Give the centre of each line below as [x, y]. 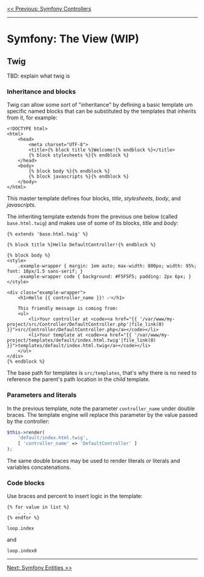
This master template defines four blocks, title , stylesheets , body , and [94, 198]
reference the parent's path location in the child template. [78, 379]
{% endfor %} [23, 518]
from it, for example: [32, 118]
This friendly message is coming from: [68, 309]
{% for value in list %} [38, 507]
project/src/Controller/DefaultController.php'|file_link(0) [86, 325]
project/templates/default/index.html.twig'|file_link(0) [81, 340]
